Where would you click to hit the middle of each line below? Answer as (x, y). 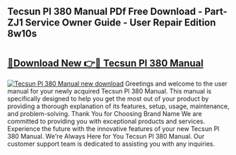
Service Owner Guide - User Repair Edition (120, 23)
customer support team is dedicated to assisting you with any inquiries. (111, 144)
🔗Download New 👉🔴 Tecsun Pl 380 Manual (105, 63)
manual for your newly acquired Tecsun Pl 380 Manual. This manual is (110, 91)
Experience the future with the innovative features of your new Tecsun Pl (113, 129)
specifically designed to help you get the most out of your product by (108, 99)
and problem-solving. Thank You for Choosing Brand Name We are (105, 114)
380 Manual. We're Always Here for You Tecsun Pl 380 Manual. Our (106, 136)
